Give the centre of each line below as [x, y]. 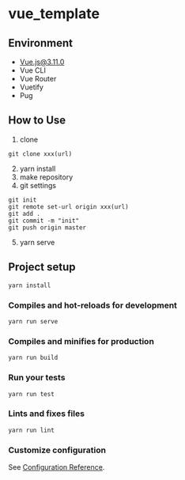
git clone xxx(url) [40, 154]
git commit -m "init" [44, 221]
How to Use [37, 121]
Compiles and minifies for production [81, 341]
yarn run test [32, 394]
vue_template [54, 14]
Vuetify [31, 87]
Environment [41, 43]
